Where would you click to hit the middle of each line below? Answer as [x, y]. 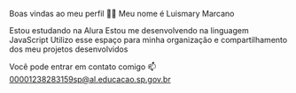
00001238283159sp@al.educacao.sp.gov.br [90, 79]
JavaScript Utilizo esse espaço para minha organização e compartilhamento [148, 40]
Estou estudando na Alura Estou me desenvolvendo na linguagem [129, 30]
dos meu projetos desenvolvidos [69, 49]
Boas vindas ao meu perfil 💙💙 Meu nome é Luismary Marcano [122, 14]
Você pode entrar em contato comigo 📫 [83, 67]
